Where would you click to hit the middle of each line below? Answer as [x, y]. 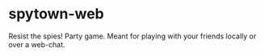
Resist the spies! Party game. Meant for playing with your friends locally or [132, 36]
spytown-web [57, 14]
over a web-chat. [37, 44]
